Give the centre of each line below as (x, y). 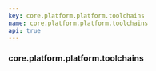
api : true (25, 30)
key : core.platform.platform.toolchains (77, 16)
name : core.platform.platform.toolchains (78, 23)
